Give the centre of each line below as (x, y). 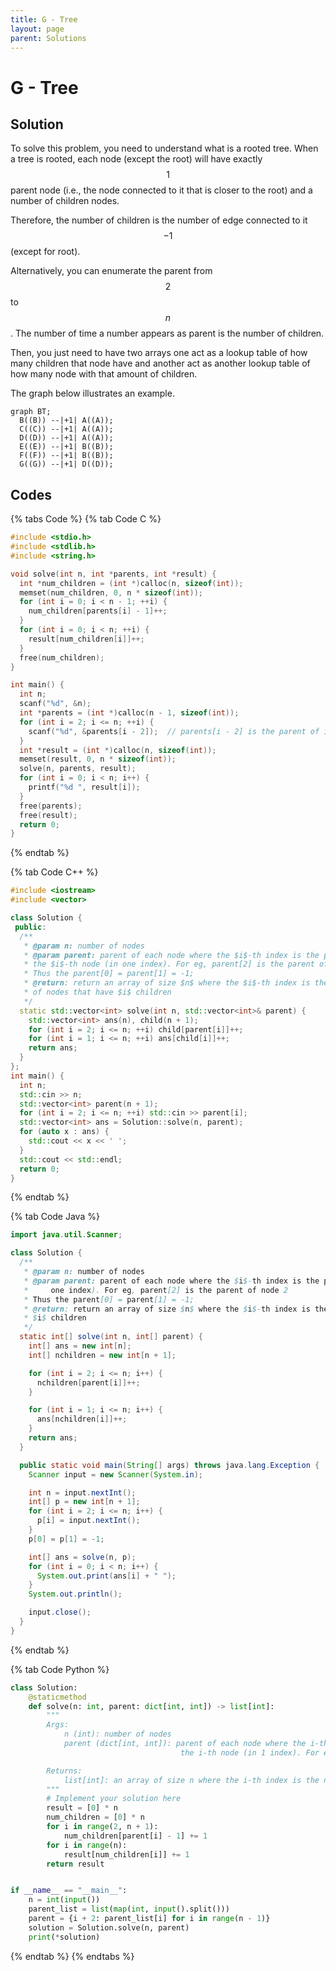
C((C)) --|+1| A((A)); (66, 429)
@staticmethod (57, 1697)
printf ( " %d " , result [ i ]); (84, 787)
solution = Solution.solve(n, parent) (109, 1927)
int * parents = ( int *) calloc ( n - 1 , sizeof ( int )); (129, 713)
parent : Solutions (48, 38)
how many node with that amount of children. (104, 374)
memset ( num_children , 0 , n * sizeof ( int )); (111, 592)
